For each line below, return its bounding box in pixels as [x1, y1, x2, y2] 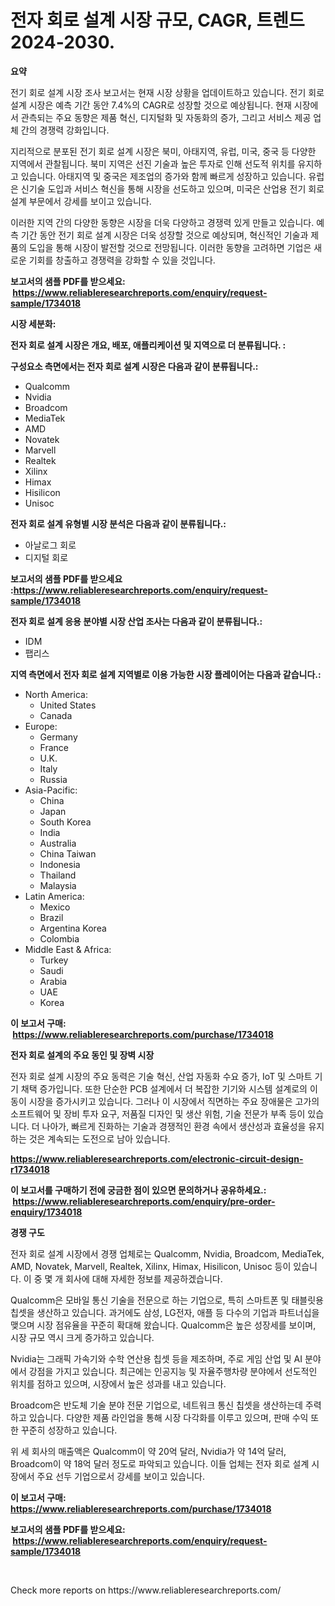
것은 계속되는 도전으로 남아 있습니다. [28, 1132, 171, 1145]
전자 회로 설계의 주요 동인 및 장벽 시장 [10, 1049, 155, 1061]
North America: [24, 688, 88, 700]
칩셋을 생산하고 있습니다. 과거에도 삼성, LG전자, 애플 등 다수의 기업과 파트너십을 [10, 1306, 320, 1318]
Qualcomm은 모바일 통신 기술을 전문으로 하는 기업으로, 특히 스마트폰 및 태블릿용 [10, 1294, 324, 1306]
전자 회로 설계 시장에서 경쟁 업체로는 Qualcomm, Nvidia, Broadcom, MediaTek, [10, 1247, 325, 1260]
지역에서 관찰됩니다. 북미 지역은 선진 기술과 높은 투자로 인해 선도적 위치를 [10, 157, 296, 170]
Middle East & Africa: [24, 943, 112, 955]
